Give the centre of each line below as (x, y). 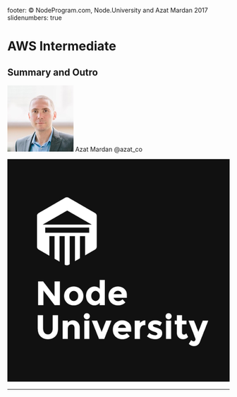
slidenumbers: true (35, 18)
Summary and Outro (53, 72)
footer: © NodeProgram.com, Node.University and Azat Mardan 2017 (108, 10)
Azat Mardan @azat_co (109, 149)
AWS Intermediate (62, 46)
